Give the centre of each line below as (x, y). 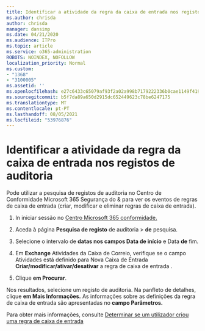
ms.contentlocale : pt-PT (38, 108)
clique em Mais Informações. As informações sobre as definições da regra (101, 296)
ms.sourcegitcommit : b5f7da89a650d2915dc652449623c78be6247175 (88, 97)
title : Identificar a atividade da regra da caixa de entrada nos (92, 12)
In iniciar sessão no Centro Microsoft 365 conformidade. (86, 218)
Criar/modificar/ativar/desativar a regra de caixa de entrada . (94, 266)
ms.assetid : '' (26, 86)
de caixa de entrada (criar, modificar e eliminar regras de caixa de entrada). (101, 206)
